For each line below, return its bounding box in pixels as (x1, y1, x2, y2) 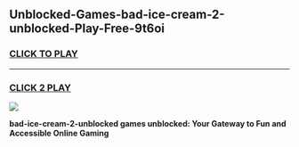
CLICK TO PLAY (9, 48, 78, 61)
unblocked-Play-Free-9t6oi (9, 21, 166, 37)
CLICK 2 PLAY (9, 81, 71, 94)
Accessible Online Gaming (9, 127, 109, 138)
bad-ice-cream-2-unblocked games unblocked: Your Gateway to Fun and (9, 118, 287, 128)
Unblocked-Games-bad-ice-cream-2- (9, 7, 225, 22)
